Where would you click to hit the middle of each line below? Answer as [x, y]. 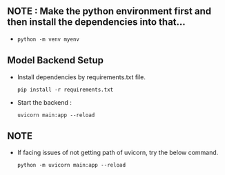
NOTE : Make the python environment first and [109, 11]
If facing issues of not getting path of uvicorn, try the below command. [118, 153]
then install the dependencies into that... [97, 22]
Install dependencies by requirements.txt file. [81, 77]
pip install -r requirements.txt [65, 90]
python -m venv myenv [48, 39]
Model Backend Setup [56, 60]
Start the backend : [45, 102]
